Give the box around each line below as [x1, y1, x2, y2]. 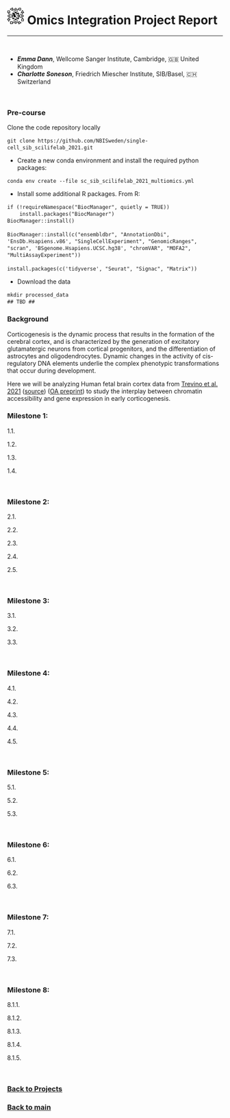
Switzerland [16, 77, 51, 86]
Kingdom [16, 62, 43, 71]
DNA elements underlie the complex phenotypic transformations [37, 359, 220, 367]
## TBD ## [7, 299, 36, 306]
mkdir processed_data [7, 292, 69, 299]
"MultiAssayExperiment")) [7, 252, 81, 259]
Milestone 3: [7, 596, 50, 606]
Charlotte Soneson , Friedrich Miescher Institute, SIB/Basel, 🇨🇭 [16, 69, 197, 78]
